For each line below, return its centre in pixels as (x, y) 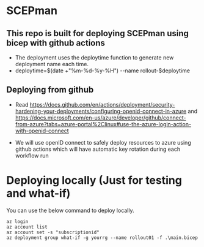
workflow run (32, 155)
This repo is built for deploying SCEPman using (98, 33)
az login (17, 221)
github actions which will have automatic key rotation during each (98, 149)
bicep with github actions (56, 43)
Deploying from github (50, 90)
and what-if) (38, 193)
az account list (27, 227)
